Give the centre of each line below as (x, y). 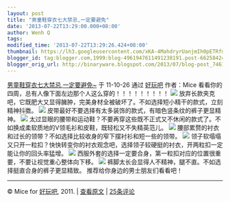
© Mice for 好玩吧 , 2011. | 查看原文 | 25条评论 (71, 191)
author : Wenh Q (29, 33)
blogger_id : (24, 58)
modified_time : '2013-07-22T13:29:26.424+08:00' (78, 45)
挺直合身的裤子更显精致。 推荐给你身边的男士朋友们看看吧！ (98, 170)
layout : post (26, 13)
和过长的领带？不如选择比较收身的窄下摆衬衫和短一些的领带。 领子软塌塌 (114, 136)
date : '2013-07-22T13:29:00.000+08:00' (64, 26)
